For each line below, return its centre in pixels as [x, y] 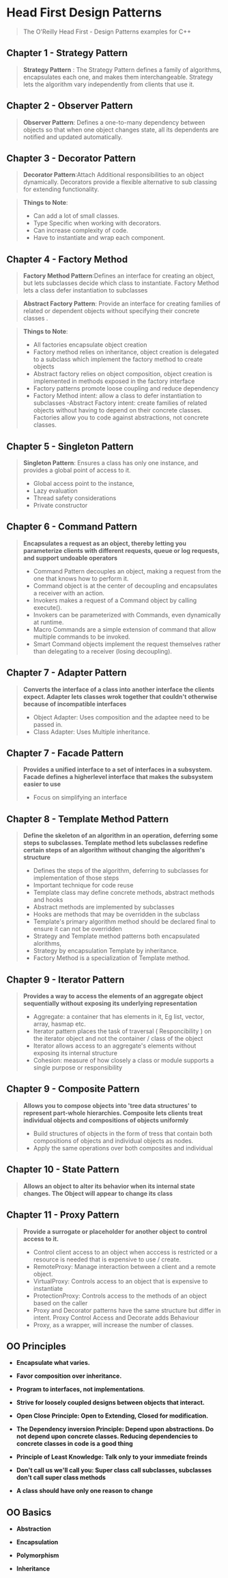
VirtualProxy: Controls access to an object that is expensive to [120, 1281]
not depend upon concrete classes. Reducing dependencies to [107, 1436]
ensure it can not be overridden [77, 929]
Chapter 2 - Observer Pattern [70, 106]
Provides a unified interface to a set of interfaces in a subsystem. [117, 769]
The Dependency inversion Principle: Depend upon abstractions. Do [115, 1429]
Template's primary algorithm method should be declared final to [125, 922]
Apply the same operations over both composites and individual [123, 1148]
